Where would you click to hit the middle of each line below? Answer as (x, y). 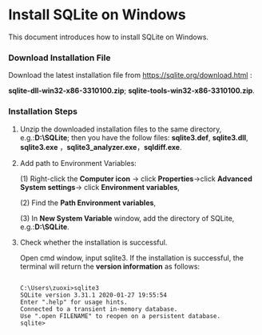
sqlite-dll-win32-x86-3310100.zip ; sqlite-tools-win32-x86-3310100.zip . (132, 91)
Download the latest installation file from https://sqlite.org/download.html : (130, 75)
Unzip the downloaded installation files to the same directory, (121, 129)
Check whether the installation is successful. (93, 242)
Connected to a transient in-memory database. (99, 309)
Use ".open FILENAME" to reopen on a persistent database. (120, 316)
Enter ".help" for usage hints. (73, 302)
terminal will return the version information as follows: (110, 266)
